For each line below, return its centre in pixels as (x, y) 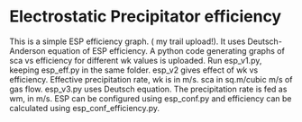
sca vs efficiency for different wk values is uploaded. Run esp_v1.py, (136, 60)
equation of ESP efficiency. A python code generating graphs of (166, 50)
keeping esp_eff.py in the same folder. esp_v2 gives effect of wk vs (134, 70)
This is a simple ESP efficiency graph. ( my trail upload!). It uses (128, 41)
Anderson (27, 50)
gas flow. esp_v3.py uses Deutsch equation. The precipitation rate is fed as (148, 89)
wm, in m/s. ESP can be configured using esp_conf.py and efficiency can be (151, 98)
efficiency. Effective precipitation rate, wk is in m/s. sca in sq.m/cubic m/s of (151, 79)
